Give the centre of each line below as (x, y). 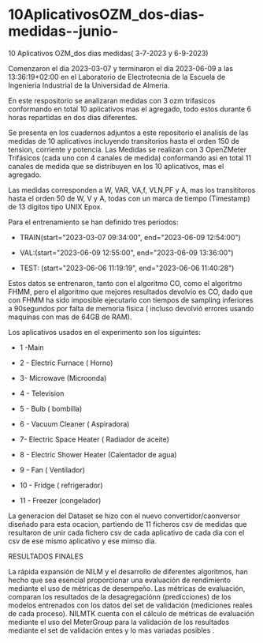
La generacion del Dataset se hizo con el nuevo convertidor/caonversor (124, 516)
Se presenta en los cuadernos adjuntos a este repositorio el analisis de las (128, 133)
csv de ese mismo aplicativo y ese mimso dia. (83, 541)
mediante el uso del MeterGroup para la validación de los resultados (119, 622)
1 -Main (32, 347)
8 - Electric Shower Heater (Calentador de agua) (98, 454)
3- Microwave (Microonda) (63, 378)
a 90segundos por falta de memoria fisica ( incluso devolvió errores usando (131, 308)
